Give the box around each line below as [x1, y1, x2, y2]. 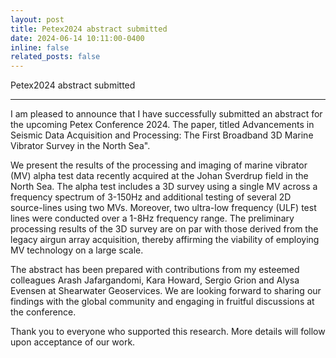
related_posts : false [10, 52, 101, 62]
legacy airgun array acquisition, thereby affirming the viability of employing [10, 234, 320, 246]
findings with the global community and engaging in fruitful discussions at [10, 296, 315, 308]
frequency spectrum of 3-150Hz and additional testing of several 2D [10, 191, 292, 203]
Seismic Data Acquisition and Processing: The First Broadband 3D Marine [10, 129, 314, 141]
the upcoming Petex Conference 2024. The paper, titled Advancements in [10, 119, 315, 131]
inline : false [10, 42, 70, 53]
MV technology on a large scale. [10, 244, 144, 256]
